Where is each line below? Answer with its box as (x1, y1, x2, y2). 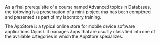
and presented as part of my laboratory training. (5, 14, 101, 20)
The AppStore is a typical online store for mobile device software (5, 23, 135, 29)
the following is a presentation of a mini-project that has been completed (5, 9, 151, 15)
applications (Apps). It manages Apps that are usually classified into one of (5, 29, 156, 34)
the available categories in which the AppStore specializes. (5, 33, 123, 39)
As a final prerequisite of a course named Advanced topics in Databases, (5, 4, 151, 10)
